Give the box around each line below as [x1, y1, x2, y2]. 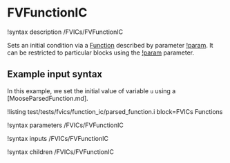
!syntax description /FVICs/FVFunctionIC [7, 28, 123, 36]
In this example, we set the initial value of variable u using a [7, 86, 176, 95]
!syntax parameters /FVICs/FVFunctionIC [7, 121, 124, 129]
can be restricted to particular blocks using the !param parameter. [7, 48, 195, 57]
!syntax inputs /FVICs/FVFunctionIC [7, 134, 109, 142]
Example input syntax [7, 68, 103, 80]
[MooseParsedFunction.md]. [7, 94, 88, 102]
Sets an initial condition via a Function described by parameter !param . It [7, 41, 213, 49]
